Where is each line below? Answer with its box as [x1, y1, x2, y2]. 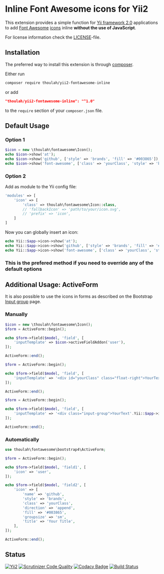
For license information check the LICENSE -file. [5, 34, 101, 40]
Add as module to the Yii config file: [5, 183, 77, 189]
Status [5, 551, 26, 559]
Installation [5, 48, 40, 57]
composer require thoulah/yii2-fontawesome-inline [5, 80, 110, 85]
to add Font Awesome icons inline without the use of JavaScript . [5, 24, 137, 30]
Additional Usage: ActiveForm [5, 281, 99, 289]
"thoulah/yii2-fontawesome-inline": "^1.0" [5, 99, 95, 104]
